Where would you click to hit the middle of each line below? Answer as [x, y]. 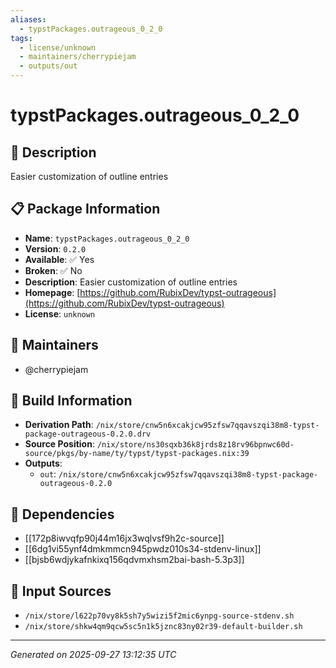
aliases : [28, 19]
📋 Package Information [85, 209]
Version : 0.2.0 [55, 248]
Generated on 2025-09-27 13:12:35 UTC [93, 655]
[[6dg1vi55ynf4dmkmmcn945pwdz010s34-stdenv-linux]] [143, 549]
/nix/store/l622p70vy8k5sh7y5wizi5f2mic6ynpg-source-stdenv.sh [159, 616]
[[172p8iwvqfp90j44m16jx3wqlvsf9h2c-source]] [124, 538]
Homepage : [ [52, 292]
